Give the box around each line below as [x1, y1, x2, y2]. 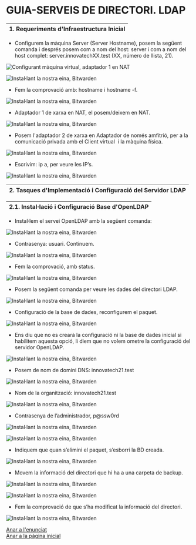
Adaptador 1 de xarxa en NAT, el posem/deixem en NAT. [14, 109, 151, 116]
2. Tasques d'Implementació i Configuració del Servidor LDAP [9, 186, 186, 194]
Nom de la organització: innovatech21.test [14, 389, 116, 396]
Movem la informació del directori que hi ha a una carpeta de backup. [14, 469, 183, 476]
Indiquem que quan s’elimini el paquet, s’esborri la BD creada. [14, 446, 164, 453]
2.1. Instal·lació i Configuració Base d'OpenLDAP [9, 202, 149, 210]
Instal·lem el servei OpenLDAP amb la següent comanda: [14, 217, 152, 224]
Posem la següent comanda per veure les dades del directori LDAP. [14, 286, 178, 293]
